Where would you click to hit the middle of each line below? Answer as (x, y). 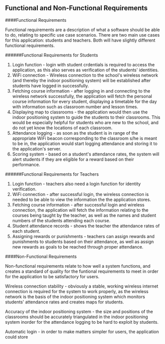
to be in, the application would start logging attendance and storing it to (85, 144)
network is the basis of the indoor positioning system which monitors (75, 296)
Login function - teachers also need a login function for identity (77, 184)
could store (16, 337)
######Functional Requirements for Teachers (52, 174)
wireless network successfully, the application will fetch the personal (82, 96)
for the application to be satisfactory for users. (52, 276)
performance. (26, 164)
